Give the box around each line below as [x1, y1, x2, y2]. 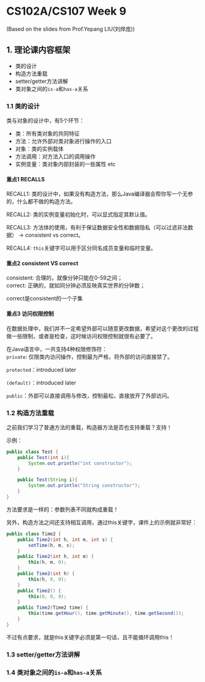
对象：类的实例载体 [15, 145, 64, 153]
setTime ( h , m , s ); [28, 542, 75, 548]
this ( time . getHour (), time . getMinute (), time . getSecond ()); [28, 611, 184, 617]
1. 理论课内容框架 [6, 45, 71, 56]
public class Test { [6, 449, 59, 455]
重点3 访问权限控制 [6, 310, 54, 317]
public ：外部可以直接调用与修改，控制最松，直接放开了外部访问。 [6, 392, 173, 399]
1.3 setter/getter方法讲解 [6, 650, 81, 659]
